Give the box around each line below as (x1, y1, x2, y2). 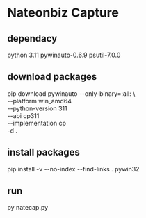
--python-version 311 (7, 104, 67, 112)
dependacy (7, 33, 58, 44)
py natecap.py (7, 203, 49, 212)
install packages (7, 146, 80, 158)
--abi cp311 (7, 111, 40, 119)
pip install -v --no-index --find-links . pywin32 (7, 165, 140, 173)
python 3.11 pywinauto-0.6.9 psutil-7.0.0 (7, 51, 121, 59)
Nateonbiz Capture (7, 5, 120, 21)
